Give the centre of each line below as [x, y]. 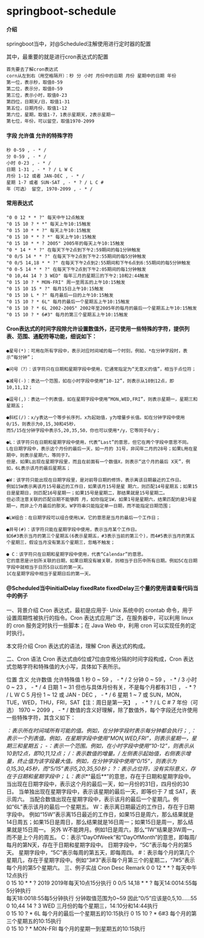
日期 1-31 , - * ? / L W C [40, 169]
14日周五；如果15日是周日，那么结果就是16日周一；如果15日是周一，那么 [97, 822]
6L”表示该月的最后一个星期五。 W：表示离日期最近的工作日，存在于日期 [104, 807]
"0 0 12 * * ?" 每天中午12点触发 [45, 218]
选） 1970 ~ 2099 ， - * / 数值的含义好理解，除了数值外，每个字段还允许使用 [102, 710]
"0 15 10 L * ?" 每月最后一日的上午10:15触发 [60, 295]
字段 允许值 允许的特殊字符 [40, 135]
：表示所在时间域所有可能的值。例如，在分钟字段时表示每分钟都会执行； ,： [101, 731]
